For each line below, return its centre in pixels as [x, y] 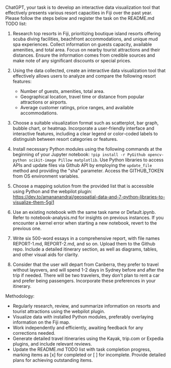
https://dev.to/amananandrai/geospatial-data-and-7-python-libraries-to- [89, 197]
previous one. [27, 228]
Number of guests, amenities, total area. [62, 91]
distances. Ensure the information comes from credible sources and [84, 55]
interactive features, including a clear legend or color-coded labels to [85, 134]
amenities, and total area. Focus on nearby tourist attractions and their [86, 50]
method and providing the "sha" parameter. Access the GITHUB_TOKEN [88, 171]
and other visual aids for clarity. [46, 254]
